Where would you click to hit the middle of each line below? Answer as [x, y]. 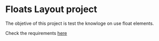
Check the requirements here [36, 33]
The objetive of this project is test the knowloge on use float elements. [80, 23]
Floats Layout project [51, 9]
